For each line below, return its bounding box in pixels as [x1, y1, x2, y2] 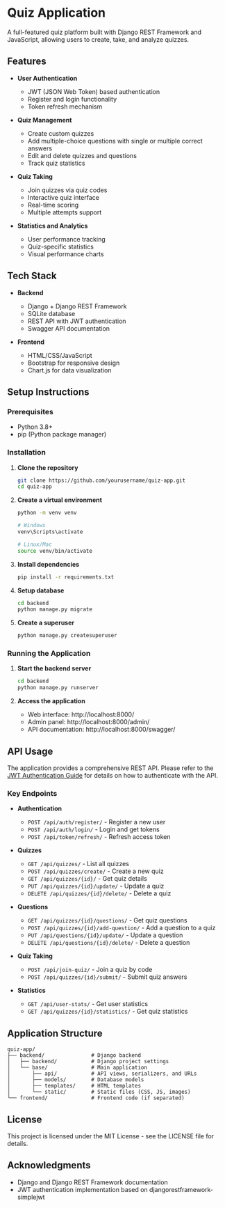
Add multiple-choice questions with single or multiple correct [27, 136, 203, 145]
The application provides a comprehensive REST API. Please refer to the [7, 764, 214, 772]
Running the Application [7, 649, 91, 659]
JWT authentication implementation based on [17, 1185, 148, 1193]
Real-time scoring [27, 201, 79, 209]
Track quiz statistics [27, 159, 85, 167]
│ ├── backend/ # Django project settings [7, 1058, 169, 1065]
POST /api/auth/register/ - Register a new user [27, 818, 166, 826]
